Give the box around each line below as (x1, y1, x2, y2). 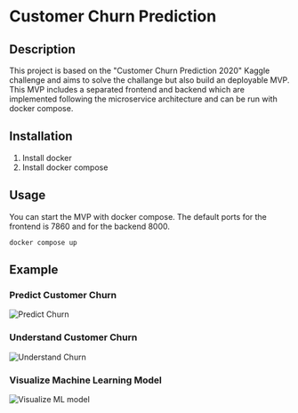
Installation (9, 129, 73, 144)
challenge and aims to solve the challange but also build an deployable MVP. (9, 75, 290, 85)
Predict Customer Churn (9, 288, 117, 301)
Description (9, 42, 76, 57)
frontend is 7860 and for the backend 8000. (9, 221, 171, 231)
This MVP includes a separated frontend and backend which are (9, 85, 245, 94)
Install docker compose (21, 162, 109, 173)
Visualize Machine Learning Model (9, 374, 163, 386)
